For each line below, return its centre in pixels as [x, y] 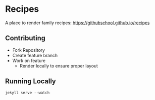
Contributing [25, 38]
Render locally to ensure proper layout [59, 66]
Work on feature [29, 61]
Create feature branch [35, 55]
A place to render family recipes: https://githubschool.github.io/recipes [77, 23]
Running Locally [30, 82]
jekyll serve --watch [27, 93]
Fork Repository [28, 50]
